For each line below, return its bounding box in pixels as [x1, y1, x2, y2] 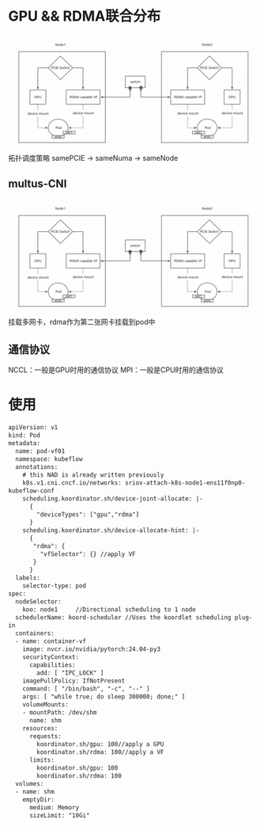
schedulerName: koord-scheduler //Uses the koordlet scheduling [15, 614, 232, 622]
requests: [28, 733, 62, 740]
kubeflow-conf [8, 487, 55, 495]
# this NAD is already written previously [22, 471, 164, 479]
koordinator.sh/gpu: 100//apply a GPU [36, 740, 164, 748]
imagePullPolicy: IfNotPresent [22, 677, 126, 685]
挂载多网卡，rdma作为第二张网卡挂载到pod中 [8, 318, 156, 327]
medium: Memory [28, 804, 80, 812]
